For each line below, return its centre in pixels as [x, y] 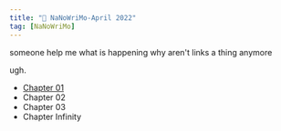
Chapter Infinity [52, 116]
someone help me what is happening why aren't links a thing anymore [141, 52]
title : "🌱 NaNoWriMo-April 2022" [73, 18]
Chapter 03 [44, 106]
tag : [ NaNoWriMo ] [42, 26]
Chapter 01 [43, 87]
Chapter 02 [44, 97]
